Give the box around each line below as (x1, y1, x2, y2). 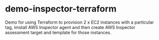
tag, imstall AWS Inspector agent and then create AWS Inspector (5, 24, 135, 30)
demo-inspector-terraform (5, 3, 117, 14)
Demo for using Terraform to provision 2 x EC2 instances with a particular (5, 19, 154, 25)
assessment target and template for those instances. (5, 29, 112, 35)
